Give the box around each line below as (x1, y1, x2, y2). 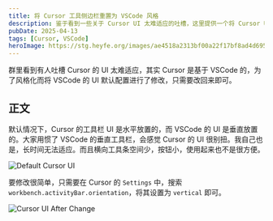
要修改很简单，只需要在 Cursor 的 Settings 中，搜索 (8, 177, 183, 187)
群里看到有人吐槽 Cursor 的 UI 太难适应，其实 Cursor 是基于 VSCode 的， (8, 66, 254, 75)
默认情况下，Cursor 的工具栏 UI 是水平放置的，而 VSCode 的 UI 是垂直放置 (8, 124, 258, 134)
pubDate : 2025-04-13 (8, 27, 79, 35)
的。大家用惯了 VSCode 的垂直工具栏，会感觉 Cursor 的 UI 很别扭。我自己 (8, 134, 256, 144)
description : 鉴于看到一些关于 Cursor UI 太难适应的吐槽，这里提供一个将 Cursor (8, 19, 261, 28)
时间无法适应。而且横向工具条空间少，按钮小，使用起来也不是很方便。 (29, 144, 265, 154)
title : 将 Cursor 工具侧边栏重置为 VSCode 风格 (8, 11, 159, 20)
